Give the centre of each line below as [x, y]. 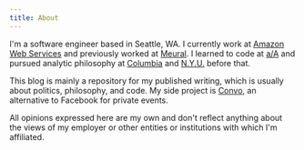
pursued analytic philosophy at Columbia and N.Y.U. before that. [130, 63]
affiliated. [27, 136]
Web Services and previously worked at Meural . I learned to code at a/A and [152, 53]
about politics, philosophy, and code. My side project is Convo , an [133, 90]
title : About [34, 18]
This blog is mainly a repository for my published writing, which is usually [147, 80]
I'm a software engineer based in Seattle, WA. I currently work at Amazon [147, 44]
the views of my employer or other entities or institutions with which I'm [143, 127]
